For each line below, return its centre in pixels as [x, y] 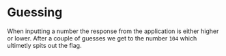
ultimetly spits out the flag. [44, 45]
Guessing [35, 12]
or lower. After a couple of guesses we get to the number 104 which [102, 38]
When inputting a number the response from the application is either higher [113, 31]
